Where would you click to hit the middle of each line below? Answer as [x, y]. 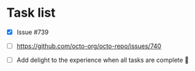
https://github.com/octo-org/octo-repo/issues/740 [89, 46]
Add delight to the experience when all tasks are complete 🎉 [102, 60]
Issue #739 [33, 32]
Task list [31, 13]
